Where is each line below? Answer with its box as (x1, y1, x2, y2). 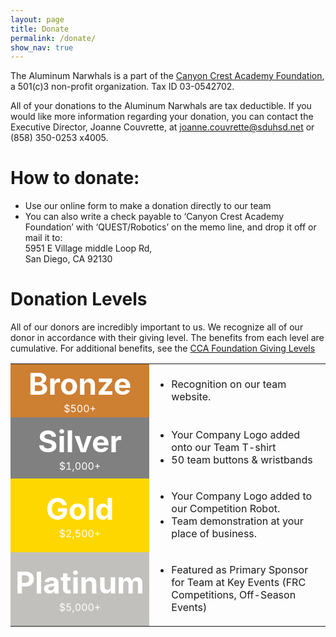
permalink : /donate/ (10, 33, 97, 43)
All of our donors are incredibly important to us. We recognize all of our (10, 321, 304, 333)
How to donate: (10, 167, 140, 190)
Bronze (28, 365, 132, 403)
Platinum (15, 563, 145, 601)
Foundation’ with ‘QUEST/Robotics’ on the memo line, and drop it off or (24, 221, 317, 233)
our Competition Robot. (171, 502, 281, 516)
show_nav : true (10, 42, 74, 53)
